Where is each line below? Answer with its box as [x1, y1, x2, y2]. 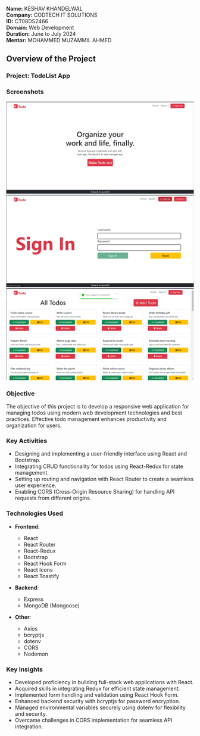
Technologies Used [6, 509, 64, 517]
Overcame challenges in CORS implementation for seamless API [14, 717, 173, 724]
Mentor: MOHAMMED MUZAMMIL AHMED [6, 37, 112, 43]
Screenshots [6, 88, 44, 96]
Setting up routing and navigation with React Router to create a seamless [14, 476, 194, 483]
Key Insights [6, 665, 43, 673]
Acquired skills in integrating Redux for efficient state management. [14, 685, 180, 693]
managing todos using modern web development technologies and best [6, 409, 183, 416]
